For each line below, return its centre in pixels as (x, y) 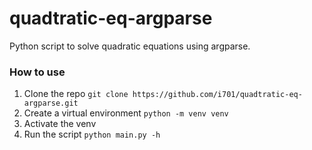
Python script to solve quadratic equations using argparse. (130, 46)
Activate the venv (60, 124)
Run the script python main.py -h (92, 134)
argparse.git (51, 103)
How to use (37, 72)
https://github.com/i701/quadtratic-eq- (217, 95)
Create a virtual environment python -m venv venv (126, 113)
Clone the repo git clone (76, 94)
